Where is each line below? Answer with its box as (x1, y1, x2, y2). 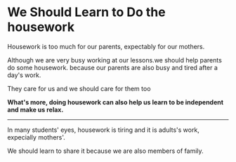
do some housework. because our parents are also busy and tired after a (7, 63, 218, 72)
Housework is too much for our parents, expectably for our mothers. (7, 42, 205, 50)
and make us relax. (7, 105, 64, 114)
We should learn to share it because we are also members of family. (7, 147, 204, 155)
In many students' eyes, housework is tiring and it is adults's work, (7, 126, 200, 134)
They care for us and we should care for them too (7, 84, 151, 93)
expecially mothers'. (7, 133, 65, 141)
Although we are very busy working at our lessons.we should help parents (7, 55, 223, 64)
